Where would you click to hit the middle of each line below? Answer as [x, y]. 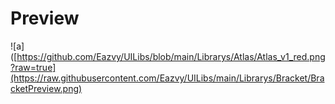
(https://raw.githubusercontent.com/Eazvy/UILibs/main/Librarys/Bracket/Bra [167, 78]
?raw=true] [33, 67]
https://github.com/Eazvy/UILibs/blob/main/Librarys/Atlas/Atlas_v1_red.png [171, 56]
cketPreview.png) [46, 88]
